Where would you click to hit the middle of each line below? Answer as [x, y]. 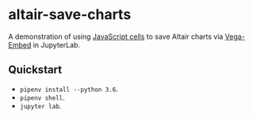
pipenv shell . [42, 97]
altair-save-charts [70, 15]
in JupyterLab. [57, 44]
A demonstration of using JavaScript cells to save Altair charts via [116, 36]
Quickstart [35, 70]
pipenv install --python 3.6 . [69, 89]
